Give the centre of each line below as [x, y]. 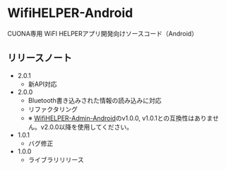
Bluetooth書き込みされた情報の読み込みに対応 [95, 100]
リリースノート [40, 58]
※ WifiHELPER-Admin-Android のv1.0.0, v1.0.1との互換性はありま [120, 118]
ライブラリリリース [56, 159]
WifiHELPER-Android [70, 13]
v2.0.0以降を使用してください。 [87, 127]
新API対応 [42, 84]
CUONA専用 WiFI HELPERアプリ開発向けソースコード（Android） [102, 33]
